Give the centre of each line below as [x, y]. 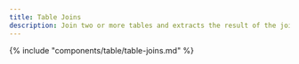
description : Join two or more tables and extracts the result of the [143, 25]
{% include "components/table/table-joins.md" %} [101, 50]
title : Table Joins [45, 17]
